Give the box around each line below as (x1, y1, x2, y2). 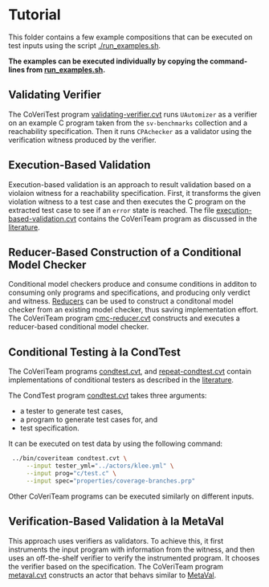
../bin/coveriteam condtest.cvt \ (11, 455, 128, 463)
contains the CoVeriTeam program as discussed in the (78, 214, 258, 223)
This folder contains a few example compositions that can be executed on (8, 32, 253, 42)
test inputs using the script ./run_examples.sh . (8, 40, 161, 50)
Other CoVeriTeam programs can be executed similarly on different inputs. (8, 491, 255, 501)
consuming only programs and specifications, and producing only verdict (8, 287, 251, 298)
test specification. (19, 423, 80, 433)
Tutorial (8, 6, 62, 24)
